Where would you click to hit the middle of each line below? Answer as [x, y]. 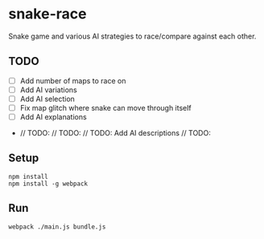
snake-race [47, 14]
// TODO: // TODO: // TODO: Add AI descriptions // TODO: [115, 133]
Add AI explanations [53, 117]
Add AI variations [49, 90]
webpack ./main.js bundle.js [57, 227]
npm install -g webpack [48, 184]
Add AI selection [47, 99]
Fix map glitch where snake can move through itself [105, 107]
